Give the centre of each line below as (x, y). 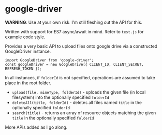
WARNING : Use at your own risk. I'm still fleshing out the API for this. (74, 22)
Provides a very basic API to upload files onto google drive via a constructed (81, 46)
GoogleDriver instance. (28, 51)
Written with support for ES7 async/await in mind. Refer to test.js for (74, 31)
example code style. (25, 37)
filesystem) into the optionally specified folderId (61, 97)
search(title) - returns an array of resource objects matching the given (84, 113)
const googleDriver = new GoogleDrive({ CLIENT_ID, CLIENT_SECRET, (74, 64)
